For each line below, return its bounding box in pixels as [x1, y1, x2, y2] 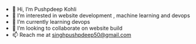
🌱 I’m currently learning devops [11, 18, 91, 25]
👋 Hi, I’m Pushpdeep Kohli [11, 6, 77, 12]
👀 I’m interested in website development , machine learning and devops [11, 12, 191, 19]
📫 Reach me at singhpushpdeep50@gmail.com [11, 32, 132, 38]
